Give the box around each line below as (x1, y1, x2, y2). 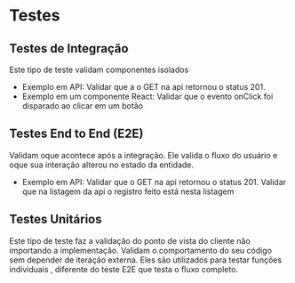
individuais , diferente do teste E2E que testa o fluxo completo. (9, 263, 238, 274)
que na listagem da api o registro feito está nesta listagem (21, 186, 235, 197)
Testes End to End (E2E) (9, 126, 144, 141)
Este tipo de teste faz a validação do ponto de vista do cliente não (9, 235, 251, 246)
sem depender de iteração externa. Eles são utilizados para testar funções (9, 255, 283, 265)
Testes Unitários (9, 212, 102, 227)
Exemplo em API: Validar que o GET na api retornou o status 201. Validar (21, 176, 287, 187)
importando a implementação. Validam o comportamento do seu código (9, 245, 273, 255)
